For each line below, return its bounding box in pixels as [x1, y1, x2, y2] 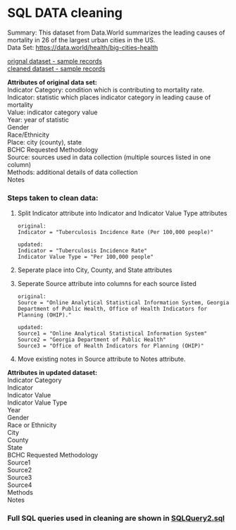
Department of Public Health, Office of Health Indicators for [17, 305, 208, 313]
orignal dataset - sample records [7, 56, 102, 65]
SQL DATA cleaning [7, 5, 123, 21]
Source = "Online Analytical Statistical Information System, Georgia [17, 300, 230, 307]
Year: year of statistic [7, 115, 69, 124]
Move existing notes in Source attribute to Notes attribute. [17, 355, 186, 364]
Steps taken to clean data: [7, 192, 99, 202]
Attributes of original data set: [7, 78, 97, 86]
